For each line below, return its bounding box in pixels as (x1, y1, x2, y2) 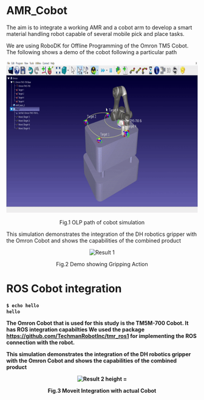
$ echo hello (6, 302, 39, 309)
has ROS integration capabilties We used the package (6, 326, 144, 333)
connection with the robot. (6, 339, 75, 346)
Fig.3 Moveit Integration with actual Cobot (47, 387, 157, 394)
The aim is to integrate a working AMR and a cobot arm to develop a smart (6, 24, 192, 31)
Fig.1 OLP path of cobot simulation (59, 218, 145, 226)
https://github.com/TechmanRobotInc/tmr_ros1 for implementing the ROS (6, 332, 197, 339)
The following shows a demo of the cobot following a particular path (6, 48, 177, 55)
